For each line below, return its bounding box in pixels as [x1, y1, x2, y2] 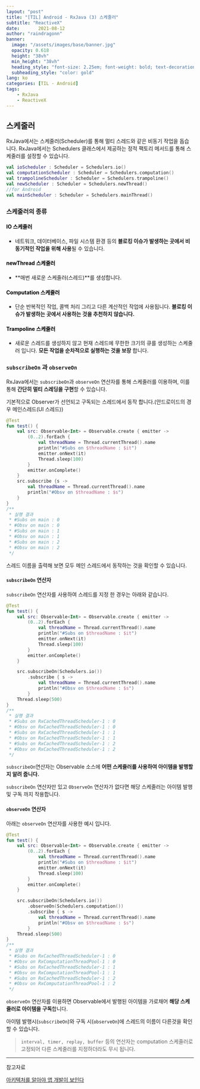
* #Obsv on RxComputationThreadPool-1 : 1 [8, 969, 116, 976]
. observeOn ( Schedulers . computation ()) [27, 903, 124, 909]
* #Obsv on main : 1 [8, 534, 60, 540]
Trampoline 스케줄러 [6, 325, 55, 332]
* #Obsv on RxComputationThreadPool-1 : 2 [8, 981, 116, 987]
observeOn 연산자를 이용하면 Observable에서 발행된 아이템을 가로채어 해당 [6, 998, 180, 1005]
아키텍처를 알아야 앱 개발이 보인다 [6, 1077, 85, 1084]
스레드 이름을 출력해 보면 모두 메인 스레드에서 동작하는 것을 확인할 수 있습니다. [6, 562, 187, 569]
